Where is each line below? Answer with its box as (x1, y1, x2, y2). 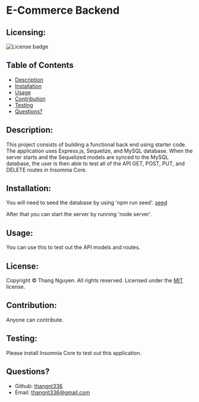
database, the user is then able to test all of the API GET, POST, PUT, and (6, 160, 185, 167)
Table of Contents (6, 60, 74, 70)
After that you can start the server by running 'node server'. (6, 211, 152, 218)
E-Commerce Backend (6, 4, 120, 17)
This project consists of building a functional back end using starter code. (6, 141, 187, 148)
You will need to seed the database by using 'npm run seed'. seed (6, 199, 168, 206)
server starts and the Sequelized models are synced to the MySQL (6, 153, 169, 161)
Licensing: (6, 27, 46, 38)
